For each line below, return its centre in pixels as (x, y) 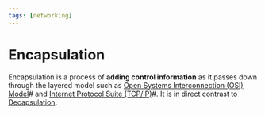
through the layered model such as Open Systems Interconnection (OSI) (126, 85)
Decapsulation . (33, 102)
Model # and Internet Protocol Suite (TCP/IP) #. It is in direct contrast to (123, 94)
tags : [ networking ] (40, 15)
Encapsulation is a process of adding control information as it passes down (133, 77)
